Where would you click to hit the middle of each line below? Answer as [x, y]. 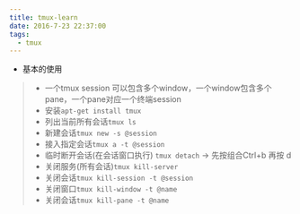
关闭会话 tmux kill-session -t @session [119, 178]
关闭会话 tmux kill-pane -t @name [107, 200]
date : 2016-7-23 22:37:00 [57, 26]
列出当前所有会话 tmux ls [90, 122]
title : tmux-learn [44, 17]
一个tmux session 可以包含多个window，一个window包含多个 [158, 88]
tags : [19, 34]
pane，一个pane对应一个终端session [113, 99]
